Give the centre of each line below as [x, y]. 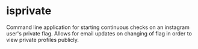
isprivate [29, 11]
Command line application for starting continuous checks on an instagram [98, 27]
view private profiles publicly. [43, 40]
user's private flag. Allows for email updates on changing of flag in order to [99, 33]
